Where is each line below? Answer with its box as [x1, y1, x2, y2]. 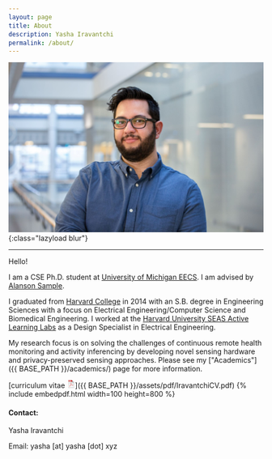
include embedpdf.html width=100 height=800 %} [8, 389, 176, 398]
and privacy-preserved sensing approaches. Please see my [8, 355, 207, 364]
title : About [8, 21, 53, 30]
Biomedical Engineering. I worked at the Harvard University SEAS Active [8, 313, 249, 323]
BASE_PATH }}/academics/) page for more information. [19, 363, 203, 373]
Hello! [8, 256, 28, 266]
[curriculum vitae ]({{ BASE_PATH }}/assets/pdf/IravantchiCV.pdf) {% [8, 380, 247, 390]
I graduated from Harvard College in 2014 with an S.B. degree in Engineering [8, 296, 264, 306]
